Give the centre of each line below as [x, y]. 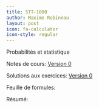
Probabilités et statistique [38, 52]
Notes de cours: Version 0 [39, 64]
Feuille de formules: [31, 88]
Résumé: [17, 99]
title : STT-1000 [27, 12]
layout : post [23, 23]
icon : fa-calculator [32, 29]
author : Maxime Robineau [38, 18]
